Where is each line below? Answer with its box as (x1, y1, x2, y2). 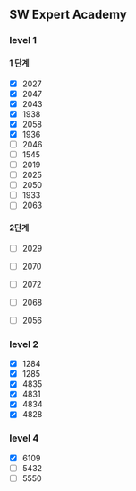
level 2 (9, 337, 38, 350)
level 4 (9, 432, 39, 444)
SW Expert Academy (9, 7, 127, 22)
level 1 (9, 34, 38, 47)
